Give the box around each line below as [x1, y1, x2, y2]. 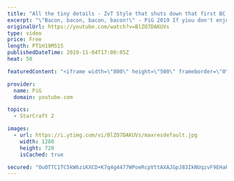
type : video [7, 29, 42, 37]
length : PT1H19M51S [7, 42, 64, 49]
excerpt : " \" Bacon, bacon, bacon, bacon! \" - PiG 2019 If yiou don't [7, 17, 214, 24]
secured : [7, 164, 33, 171]
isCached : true [19, 151, 64, 158]
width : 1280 [19, 138, 54, 145]
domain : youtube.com [13, 93, 73, 101]
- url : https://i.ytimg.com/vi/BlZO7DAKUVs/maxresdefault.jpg [13, 132, 198, 139]
